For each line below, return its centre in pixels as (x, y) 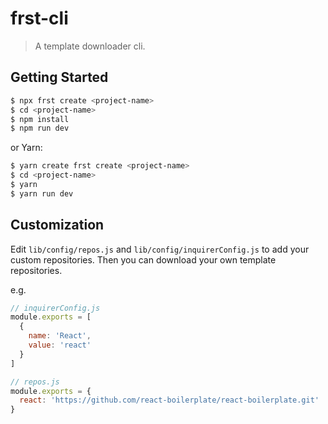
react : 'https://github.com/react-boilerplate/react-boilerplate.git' (169, 400)
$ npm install (40, 119)
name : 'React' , (60, 336)
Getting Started (59, 77)
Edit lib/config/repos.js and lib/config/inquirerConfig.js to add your (160, 249)
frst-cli (39, 18)
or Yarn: (26, 148)
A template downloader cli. (90, 46)
